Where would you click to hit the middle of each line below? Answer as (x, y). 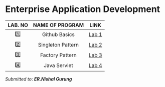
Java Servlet (58, 65)
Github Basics (58, 34)
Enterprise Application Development (83, 9)
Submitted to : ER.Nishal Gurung (39, 79)
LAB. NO (18, 25)
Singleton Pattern (58, 45)
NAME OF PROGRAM (58, 25)
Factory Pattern (58, 55)
